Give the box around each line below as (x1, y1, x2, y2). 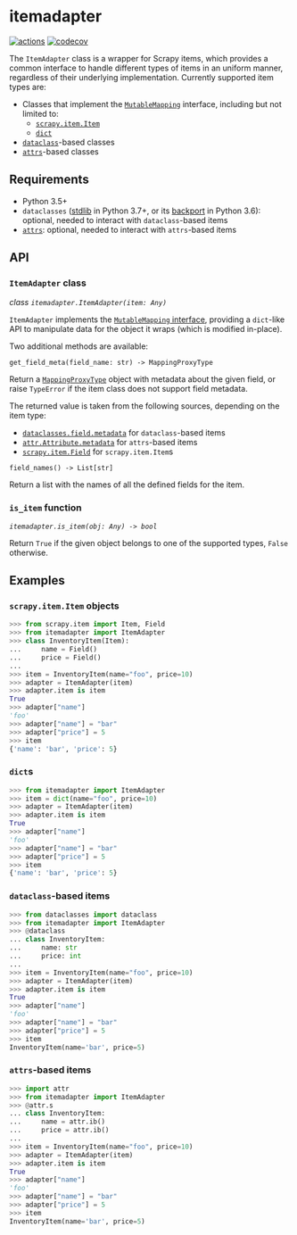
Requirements (9, 172, 89, 187)
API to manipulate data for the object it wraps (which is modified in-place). (9, 324, 283, 335)
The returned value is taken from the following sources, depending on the (9, 401, 280, 411)
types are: (9, 81, 46, 92)
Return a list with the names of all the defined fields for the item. (9, 479, 245, 490)
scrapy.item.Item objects (9, 600, 120, 612)
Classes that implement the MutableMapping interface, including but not (21, 98, 283, 109)
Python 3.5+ (21, 195, 69, 206)
